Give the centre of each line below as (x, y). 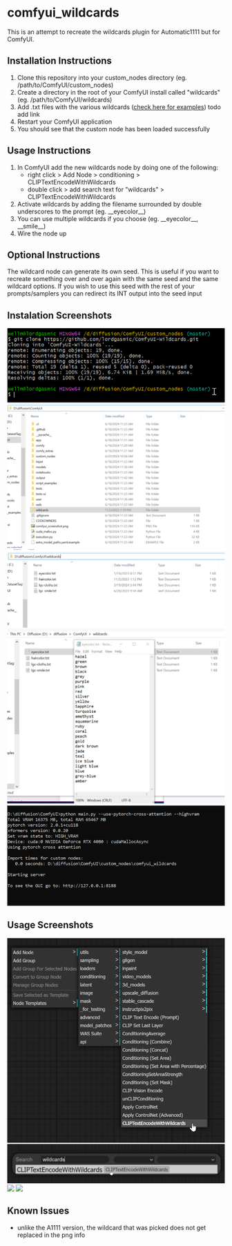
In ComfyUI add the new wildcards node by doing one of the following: (118, 167)
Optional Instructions (54, 255)
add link (28, 114)
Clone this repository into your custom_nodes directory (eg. (102, 77)
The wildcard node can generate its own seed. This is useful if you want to (113, 271)
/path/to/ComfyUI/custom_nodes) (65, 85)
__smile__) (31, 226)
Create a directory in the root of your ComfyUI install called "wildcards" (119, 92)
